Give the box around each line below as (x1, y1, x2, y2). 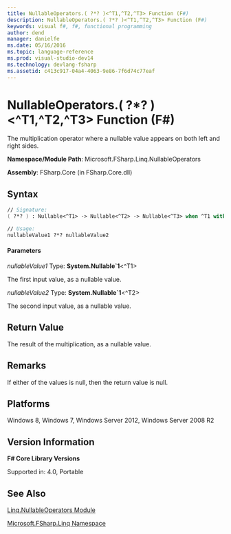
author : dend (7, 29, 45, 36)
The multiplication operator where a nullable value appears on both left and (7, 135, 220, 143)
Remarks (7, 360, 47, 372)
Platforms (7, 398, 50, 410)
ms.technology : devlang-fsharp (7, 61, 97, 68)
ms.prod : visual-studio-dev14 (7, 55, 94, 62)
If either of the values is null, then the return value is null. (7, 378, 168, 386)
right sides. (7, 142, 39, 150)
